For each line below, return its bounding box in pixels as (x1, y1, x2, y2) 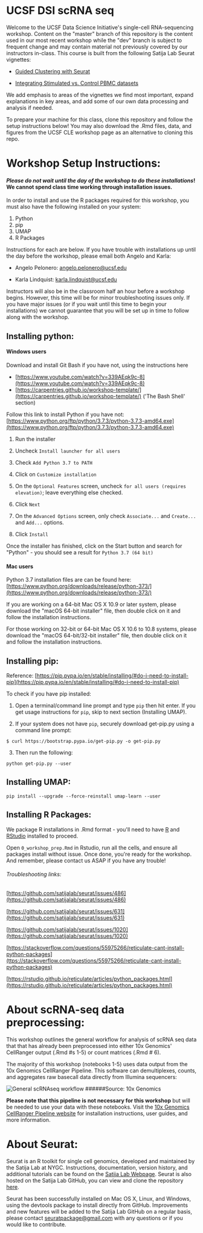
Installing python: (6, 331, 74, 341)
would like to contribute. (6, 1220, 66, 1228)
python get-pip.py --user (6, 761, 71, 767)
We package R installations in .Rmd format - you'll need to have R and (6, 825, 180, 833)
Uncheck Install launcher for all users (14, 447, 121, 454)
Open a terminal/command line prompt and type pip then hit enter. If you (14, 702, 196, 709)
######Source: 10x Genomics (85, 1085, 161, 1092)
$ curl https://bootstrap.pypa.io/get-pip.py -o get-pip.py (6, 738, 161, 744)
